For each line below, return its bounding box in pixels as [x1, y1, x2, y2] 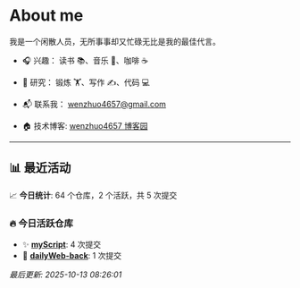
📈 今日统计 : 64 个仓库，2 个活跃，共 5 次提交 [9, 190, 178, 200]
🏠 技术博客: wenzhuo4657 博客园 [21, 120, 148, 131]
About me [9, 5, 84, 26]
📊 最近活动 [9, 160, 71, 175]
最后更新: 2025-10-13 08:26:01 [9, 269, 122, 280]
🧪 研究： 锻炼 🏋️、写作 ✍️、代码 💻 [21, 77, 150, 88]
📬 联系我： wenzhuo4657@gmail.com [21, 98, 167, 109]
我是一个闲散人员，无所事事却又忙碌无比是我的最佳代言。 [9, 36, 221, 47]
